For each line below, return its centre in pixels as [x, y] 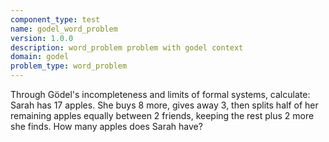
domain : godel [40, 57]
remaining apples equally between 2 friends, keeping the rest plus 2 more [162, 115]
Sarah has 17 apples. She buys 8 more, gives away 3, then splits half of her [164, 105]
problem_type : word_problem [69, 66]
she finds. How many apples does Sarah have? [106, 126]
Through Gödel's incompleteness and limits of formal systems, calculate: [160, 94]
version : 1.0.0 [42, 38]
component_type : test [55, 19]
